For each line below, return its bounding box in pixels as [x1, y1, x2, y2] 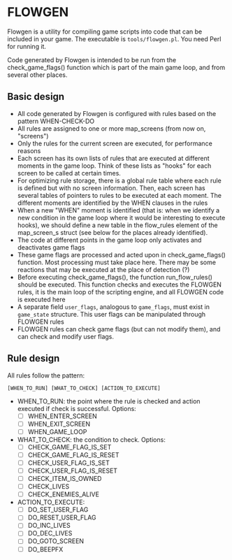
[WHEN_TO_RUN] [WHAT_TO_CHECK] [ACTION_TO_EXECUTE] [7, 385, 161, 392]
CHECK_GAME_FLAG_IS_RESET [27, 450, 119, 459]
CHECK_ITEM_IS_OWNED [27, 475, 102, 482]
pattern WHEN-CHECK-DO [17, 117, 95, 125]
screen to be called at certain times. [17, 168, 121, 177]
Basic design [7, 91, 65, 103]
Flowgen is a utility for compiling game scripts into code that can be [7, 27, 203, 36]
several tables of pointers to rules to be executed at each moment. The [17, 191, 222, 199]
